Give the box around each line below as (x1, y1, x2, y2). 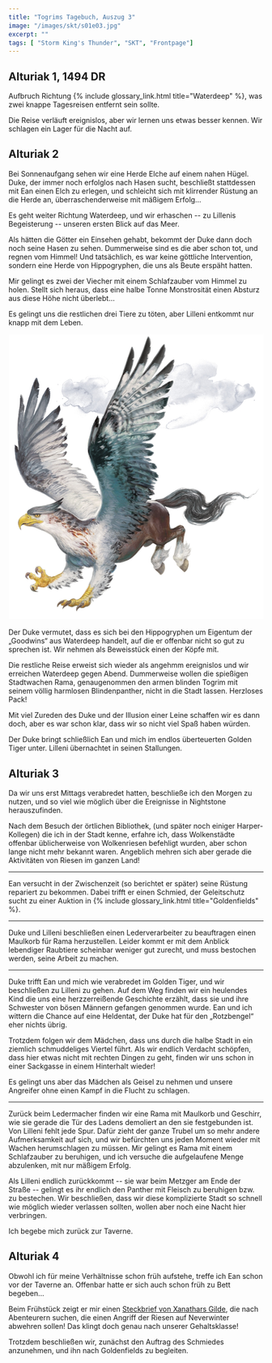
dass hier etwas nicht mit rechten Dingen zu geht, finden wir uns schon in (8, 1053, 254, 1063)
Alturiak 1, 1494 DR (8, 70, 106, 83)
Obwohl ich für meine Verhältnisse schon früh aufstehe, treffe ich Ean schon (8, 1271, 263, 1280)
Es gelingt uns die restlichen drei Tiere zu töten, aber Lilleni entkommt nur (8, 308, 254, 319)
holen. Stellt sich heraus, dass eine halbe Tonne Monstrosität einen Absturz (8, 284, 261, 295)
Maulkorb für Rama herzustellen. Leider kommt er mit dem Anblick (8, 936, 230, 946)
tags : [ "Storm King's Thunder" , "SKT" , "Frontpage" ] (8, 39, 194, 47)
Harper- (236, 822, 264, 831)
